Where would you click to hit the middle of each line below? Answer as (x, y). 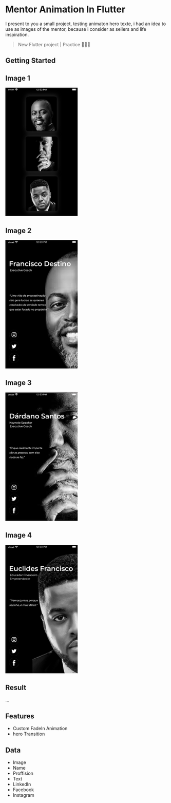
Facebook (23, 790)
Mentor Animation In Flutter (65, 9)
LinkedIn (22, 785)
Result (16, 687)
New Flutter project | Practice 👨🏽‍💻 (54, 44)
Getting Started (31, 61)
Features (20, 716)
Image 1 (18, 78)
